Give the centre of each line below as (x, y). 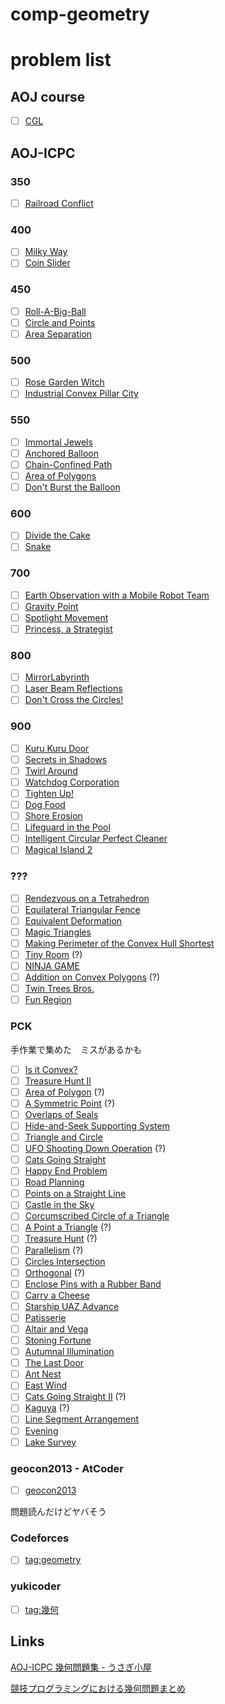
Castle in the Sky (59, 1205)
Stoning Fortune (58, 1340)
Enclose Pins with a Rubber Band (93, 1284)
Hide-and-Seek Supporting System (97, 1125)
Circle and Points (60, 322)
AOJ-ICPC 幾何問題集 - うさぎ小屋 (81, 1667)
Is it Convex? (51, 1069)
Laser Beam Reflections (73, 689)
